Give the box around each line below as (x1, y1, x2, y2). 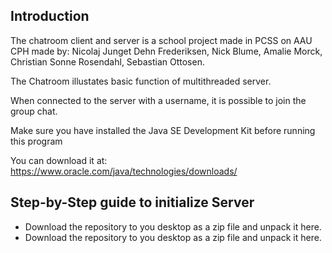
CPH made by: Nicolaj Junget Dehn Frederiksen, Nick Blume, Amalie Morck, (10, 45, 323, 57)
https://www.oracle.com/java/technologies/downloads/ (10, 165, 238, 177)
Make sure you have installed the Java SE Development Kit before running (10, 124, 316, 136)
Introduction (10, 8, 90, 25)
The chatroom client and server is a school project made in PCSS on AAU (10, 34, 313, 46)
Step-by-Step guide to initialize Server (10, 194, 255, 211)
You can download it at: (10, 154, 108, 166)
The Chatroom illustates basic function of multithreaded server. (10, 75, 272, 87)
